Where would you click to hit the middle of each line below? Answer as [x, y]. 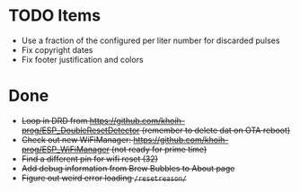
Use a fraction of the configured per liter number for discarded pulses [150, 40]
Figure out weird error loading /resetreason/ [104, 178]
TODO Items [54, 16]
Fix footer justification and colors [83, 59]
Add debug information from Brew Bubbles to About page [128, 168]
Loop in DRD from [54, 120]
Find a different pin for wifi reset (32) [90, 159]
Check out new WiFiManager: [76, 139]
